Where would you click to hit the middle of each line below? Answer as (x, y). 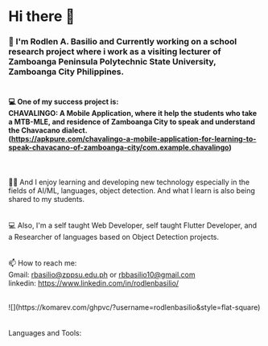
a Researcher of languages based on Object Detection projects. (114, 237)
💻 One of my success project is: (64, 101)
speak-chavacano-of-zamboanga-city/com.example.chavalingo (119, 147)
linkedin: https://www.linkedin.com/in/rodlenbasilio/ (94, 283)
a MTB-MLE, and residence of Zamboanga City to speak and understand (132, 122)
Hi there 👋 (41, 16)
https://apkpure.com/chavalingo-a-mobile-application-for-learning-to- (134, 138)
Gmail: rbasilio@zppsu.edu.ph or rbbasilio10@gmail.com (102, 275)
